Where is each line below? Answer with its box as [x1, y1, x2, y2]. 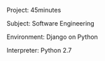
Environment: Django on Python [6, 33, 99, 41]
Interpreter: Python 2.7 [6, 46, 72, 54]
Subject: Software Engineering [6, 19, 95, 27]
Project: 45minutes [6, 6, 62, 14]
